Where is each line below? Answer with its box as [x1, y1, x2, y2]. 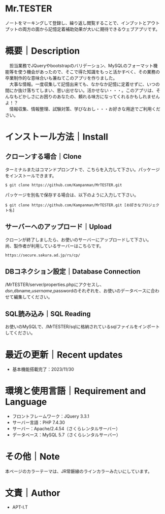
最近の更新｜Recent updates [5, 349, 123, 360]
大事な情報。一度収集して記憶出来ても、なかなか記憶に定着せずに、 [9, 81, 147, 87]
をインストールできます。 [5, 173, 57, 179]
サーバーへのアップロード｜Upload [5, 223, 112, 231]
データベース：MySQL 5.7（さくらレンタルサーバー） [12, 432, 121, 438]
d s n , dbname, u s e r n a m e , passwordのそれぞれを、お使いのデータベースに [5, 287, 151, 293]
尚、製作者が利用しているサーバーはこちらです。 [5, 243, 104, 249]
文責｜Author [5, 488, 61, 499]
